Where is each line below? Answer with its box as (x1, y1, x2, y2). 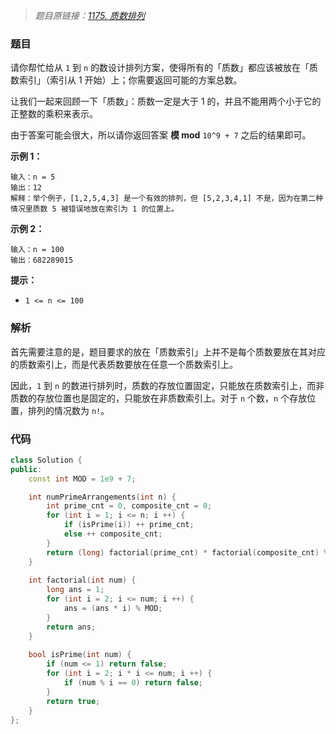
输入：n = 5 (10, 172, 56, 183)
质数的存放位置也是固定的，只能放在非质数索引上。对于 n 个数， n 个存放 (10, 392, 308, 404)
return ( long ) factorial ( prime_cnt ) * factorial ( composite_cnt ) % (46, 547, 329, 558)
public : (10, 464, 43, 474)
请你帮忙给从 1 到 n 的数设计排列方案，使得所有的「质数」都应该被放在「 (10, 62, 310, 74)
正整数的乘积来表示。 (10, 108, 98, 120)
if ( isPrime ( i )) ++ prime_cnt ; (63, 520, 195, 530)
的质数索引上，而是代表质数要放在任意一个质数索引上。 (10, 358, 238, 370)
